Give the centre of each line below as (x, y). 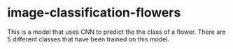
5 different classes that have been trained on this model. (89, 39)
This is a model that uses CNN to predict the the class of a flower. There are (116, 32)
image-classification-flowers (94, 13)
